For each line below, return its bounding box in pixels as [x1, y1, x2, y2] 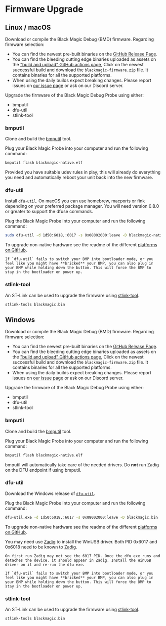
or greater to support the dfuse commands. [5, 209, 93, 215]
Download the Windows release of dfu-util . [5, 491, 95, 496]
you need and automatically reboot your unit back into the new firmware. [5, 175, 153, 180]
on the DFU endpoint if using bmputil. [5, 467, 82, 473]
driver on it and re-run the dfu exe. [5, 562, 85, 567]
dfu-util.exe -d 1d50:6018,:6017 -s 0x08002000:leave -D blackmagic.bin [5, 515, 158, 520]
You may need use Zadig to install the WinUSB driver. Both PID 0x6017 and [5, 538, 157, 544]
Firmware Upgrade [5, 3, 83, 15]
